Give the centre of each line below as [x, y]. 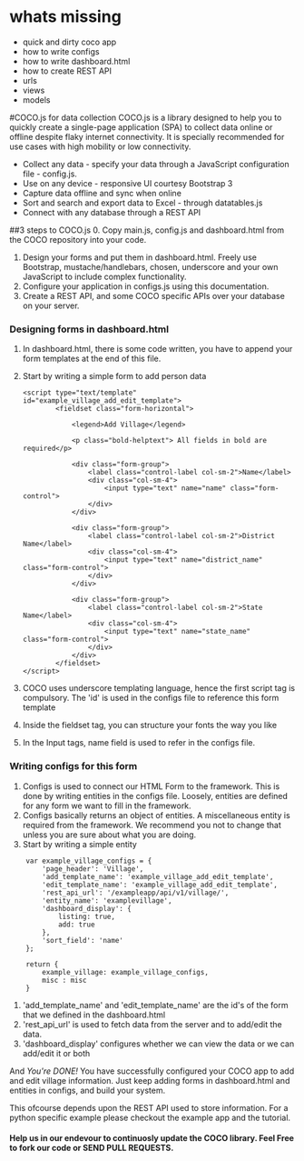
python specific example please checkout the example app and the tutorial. [150, 1117]
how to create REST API [67, 71]
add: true [76, 925]
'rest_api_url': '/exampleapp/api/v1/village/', [136, 893]
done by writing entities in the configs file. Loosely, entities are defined [155, 796]
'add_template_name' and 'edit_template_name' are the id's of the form [155, 1005]
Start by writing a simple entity [80, 844]
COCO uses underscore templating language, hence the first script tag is [159, 688]
